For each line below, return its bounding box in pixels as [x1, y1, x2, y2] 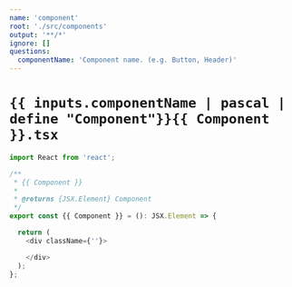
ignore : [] [9, 38, 51, 48]
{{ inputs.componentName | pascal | [9, 94, 287, 112]
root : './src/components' [9, 22, 107, 31]
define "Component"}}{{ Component [9, 111, 270, 128]
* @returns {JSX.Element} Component [13, 194, 152, 204]
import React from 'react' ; [9, 153, 116, 162]
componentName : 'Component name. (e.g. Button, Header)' [17, 55, 238, 64]
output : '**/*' [9, 30, 67, 39]
